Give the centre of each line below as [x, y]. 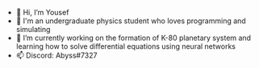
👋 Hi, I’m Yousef [42, 12]
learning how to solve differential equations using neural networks [126, 46]
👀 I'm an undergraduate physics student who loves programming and [131, 21]
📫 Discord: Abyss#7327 [56, 55]
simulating [33, 29]
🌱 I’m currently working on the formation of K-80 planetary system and [134, 38]
